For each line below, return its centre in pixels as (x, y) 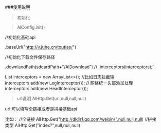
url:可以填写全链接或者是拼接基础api (41, 109)
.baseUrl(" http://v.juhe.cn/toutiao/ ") (41, 47)
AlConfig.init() (31, 27)
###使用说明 (18, 7)
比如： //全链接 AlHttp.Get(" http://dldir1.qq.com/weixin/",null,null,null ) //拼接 (81, 119)
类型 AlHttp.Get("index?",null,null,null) (43, 125)
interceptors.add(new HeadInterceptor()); (47, 88)
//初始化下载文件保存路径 (30, 57)
